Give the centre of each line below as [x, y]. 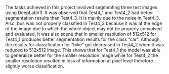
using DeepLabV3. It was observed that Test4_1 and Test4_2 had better [79, 13]
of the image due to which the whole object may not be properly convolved [83, 29]
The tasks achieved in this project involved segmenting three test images [81, 7]
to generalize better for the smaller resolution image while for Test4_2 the [82, 55]
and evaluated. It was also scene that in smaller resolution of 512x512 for [81, 34]
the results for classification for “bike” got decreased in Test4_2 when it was [85, 45]
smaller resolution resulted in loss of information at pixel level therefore [79, 61]
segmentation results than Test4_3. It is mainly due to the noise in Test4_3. [83, 18]
